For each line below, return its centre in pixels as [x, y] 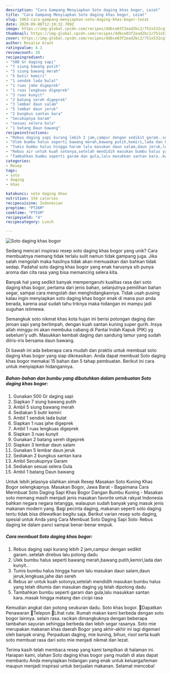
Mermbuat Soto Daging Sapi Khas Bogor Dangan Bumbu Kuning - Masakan [84, 492]
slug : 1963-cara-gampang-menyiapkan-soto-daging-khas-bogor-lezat [77, 19]
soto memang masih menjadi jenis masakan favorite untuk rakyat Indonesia [84, 498]
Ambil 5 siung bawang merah [44, 407]
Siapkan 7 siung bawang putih [45, 402]
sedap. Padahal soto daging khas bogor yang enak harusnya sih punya [80, 267]
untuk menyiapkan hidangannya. [40, 366]
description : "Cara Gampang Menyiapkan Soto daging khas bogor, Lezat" [83, 10]
